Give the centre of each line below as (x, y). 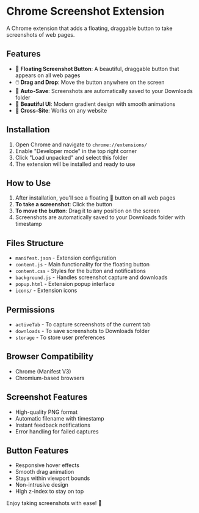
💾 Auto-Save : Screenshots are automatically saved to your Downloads (104, 91)
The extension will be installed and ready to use (75, 164)
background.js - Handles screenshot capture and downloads (91, 277)
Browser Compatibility (50, 357)
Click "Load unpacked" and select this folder (71, 157)
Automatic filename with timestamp (60, 418)
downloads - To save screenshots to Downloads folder (82, 331)
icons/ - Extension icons (46, 290)
